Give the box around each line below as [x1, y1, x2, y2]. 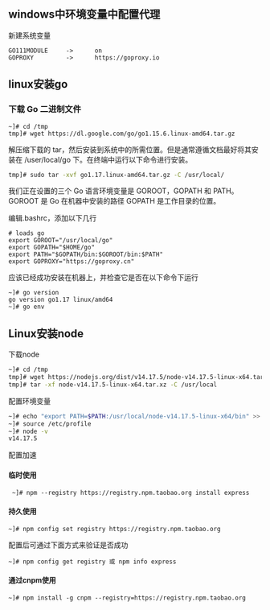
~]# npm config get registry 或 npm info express [8, 558, 177, 566]
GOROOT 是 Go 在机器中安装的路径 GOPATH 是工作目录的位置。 [8, 196, 221, 206]
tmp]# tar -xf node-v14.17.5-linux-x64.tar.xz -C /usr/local [8, 381, 218, 389]
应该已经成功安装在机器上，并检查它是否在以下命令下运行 [8, 273, 198, 282]
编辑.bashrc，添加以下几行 [8, 213, 97, 223]
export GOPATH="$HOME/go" [8, 244, 95, 252]
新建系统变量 [8, 31, 51, 40]
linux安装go [8, 77, 68, 91]
